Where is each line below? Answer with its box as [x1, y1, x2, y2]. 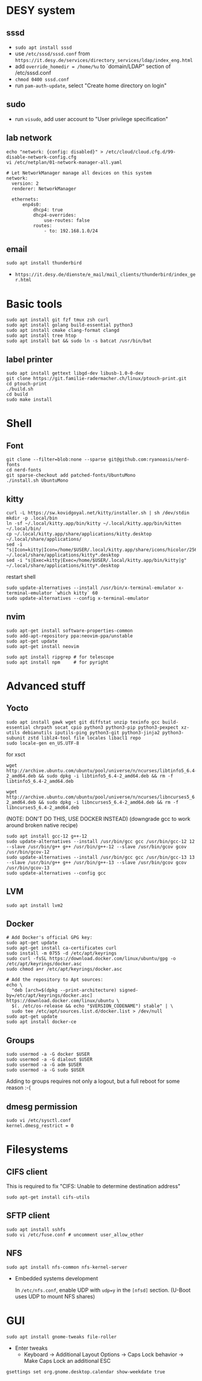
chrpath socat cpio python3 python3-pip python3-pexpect [32, 724, 179, 731]
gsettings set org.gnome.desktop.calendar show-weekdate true [6, 1368, 165, 1375]
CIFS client [6, 1167, 48, 1177]
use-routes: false [44, 217, 90, 223]
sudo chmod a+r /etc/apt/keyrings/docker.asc [6, 966, 122, 973]
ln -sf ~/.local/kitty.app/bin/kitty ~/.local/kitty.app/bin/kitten [6, 520, 182, 526]
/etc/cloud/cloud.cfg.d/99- [105, 149, 176, 155]
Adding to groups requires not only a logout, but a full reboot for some [6, 1077, 180, 1085]
